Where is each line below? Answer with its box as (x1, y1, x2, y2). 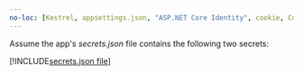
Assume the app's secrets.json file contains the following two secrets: (9, 38, 270, 49)
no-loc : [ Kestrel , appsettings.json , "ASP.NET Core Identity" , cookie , (9, 13, 284, 23)
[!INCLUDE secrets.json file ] (9, 55, 111, 66)
